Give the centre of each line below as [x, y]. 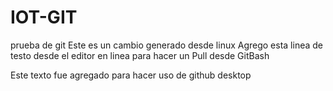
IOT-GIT [44, 17]
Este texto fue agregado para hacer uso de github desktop [131, 75]
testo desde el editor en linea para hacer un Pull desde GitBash [140, 55]
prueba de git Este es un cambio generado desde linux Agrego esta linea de [167, 45]
